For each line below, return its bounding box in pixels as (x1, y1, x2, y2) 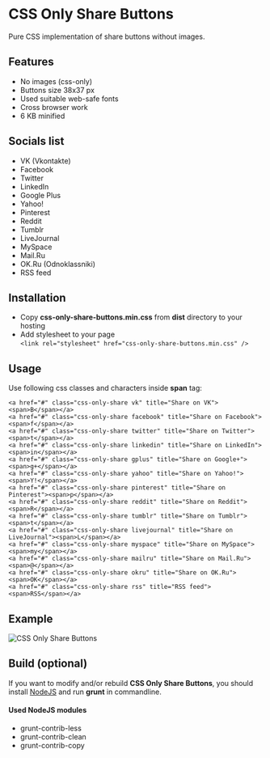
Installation (8, 290, 66, 304)
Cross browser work (19, 102, 88, 112)
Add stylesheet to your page (19, 329, 116, 340)
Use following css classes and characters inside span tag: (8, 383, 202, 393)
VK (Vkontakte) (19, 155, 71, 166)
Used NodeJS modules (8, 705, 87, 715)
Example (8, 612, 53, 625)
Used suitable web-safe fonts (19, 94, 119, 104)
